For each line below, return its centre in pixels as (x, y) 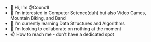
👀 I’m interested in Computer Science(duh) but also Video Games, (78, 13)
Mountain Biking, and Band (38, 18)
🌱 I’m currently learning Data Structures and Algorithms (67, 23)
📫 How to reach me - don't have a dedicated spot (62, 34)
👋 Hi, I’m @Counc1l (29, 8)
